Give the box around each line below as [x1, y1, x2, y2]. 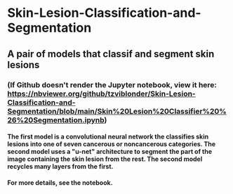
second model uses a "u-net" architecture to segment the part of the [7, 148, 213, 156]
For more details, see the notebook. [7, 178, 114, 187]
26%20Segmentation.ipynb [7, 115, 105, 124]
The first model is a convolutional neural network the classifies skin [7, 132, 209, 141]
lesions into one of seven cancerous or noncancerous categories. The [7, 140, 216, 148]
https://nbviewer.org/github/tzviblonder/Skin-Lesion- [7, 89, 197, 98]
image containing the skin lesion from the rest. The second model [7, 155, 203, 163]
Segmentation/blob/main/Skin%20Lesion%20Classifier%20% [7, 106, 227, 116]
